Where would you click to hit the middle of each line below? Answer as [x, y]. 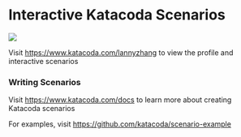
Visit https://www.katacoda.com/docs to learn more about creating [120, 100]
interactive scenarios [43, 61]
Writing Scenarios [45, 82]
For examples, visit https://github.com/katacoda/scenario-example [120, 124]
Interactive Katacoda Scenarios [117, 15]
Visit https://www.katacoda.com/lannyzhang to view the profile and [121, 52]
